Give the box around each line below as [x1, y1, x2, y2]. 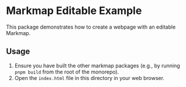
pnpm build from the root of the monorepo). [14, 68, 119, 75]
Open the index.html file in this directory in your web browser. [14, 74, 165, 81]
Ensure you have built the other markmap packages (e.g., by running [14, 62, 180, 69]
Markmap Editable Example [6, 4, 142, 18]
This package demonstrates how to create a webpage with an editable [6, 23, 176, 30]
